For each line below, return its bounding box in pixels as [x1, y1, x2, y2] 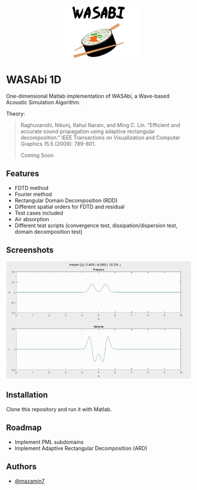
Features [6, 169, 39, 179]
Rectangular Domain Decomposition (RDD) [14, 196, 118, 204]
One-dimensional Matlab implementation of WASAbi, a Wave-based [6, 92, 170, 99]
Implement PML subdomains [14, 438, 84, 445]
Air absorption [14, 215, 50, 222]
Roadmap [6, 423, 42, 433]
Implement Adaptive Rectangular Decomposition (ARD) [14, 445, 148, 452]
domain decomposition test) [14, 228, 83, 235]
